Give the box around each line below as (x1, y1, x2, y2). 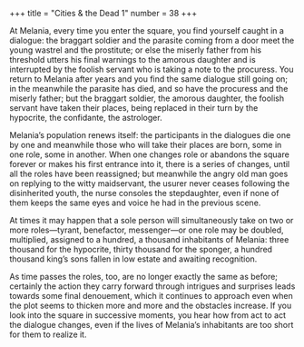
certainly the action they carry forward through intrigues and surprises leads (9, 281, 296, 292)
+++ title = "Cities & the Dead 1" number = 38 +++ (9, 8, 198, 18)
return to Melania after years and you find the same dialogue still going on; (9, 74, 289, 84)
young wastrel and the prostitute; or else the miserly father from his (9, 45, 261, 55)
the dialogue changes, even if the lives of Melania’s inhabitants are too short (9, 320, 294, 330)
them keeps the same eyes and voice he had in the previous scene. (9, 197, 261, 208)
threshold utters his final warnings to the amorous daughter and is (9, 55, 256, 64)
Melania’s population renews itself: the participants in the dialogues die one (9, 130, 291, 140)
